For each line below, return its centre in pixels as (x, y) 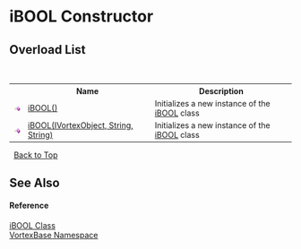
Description (221, 90)
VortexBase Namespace (54, 236)
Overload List (47, 50)
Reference (29, 206)
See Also (34, 182)
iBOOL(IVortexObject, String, (81, 125)
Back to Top (35, 155)
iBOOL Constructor (82, 17)
